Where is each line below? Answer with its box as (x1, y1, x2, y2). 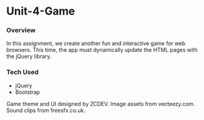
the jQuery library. (6, 53, 52, 60)
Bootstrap (15, 88, 40, 96)
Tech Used (6, 68, 39, 77)
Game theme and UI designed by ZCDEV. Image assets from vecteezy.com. (6, 100, 195, 107)
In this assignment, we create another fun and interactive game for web (6, 40, 186, 47)
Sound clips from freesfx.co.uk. (6, 107, 86, 114)
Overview (6, 26, 36, 35)
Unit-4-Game (6, 4, 75, 18)
